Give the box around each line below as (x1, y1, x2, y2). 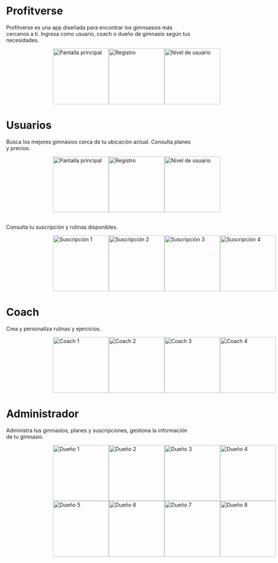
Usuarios (6, 119, 52, 132)
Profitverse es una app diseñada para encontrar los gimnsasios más (6, 24, 173, 31)
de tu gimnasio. (6, 433, 45, 440)
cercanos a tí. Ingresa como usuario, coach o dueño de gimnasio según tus (6, 30, 191, 37)
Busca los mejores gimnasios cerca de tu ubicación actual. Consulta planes (6, 138, 191, 145)
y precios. (6, 144, 31, 151)
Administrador (6, 407, 79, 421)
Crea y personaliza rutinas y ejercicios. (6, 325, 102, 332)
